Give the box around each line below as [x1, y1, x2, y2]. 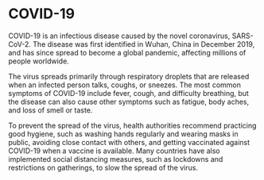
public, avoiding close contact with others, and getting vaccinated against [8, 137, 250, 147]
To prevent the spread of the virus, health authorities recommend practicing [8, 121, 257, 130]
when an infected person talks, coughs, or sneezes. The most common [8, 80, 241, 90]
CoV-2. [8, 39, 32, 48]
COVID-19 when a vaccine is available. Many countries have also [8, 146, 220, 155]
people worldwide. [8, 56, 69, 66]
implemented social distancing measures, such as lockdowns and [8, 154, 223, 163]
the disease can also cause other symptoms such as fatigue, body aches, [8, 97, 250, 106]
